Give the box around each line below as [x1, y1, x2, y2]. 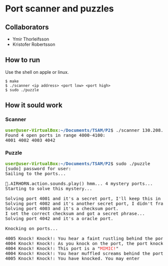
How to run [5, 56, 40, 64]
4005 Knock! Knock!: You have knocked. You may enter [5, 256, 140, 261]
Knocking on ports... [5, 226, 58, 231]
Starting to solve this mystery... [5, 186, 92, 191]
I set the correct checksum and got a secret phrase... [5, 211, 145, 216]
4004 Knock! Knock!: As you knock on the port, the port [5, 241, 148, 246]
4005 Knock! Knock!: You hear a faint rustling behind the [5, 236, 153, 241]
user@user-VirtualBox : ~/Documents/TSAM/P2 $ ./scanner [5, 127, 140, 133]
